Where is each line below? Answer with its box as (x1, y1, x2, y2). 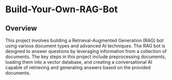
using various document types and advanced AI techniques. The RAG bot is (5, 43, 165, 49)
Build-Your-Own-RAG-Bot (5, 4, 118, 15)
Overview (5, 24, 37, 33)
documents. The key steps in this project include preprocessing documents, (5, 54, 166, 60)
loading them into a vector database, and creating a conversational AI (5, 59, 152, 65)
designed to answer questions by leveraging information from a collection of (5, 48, 167, 54)
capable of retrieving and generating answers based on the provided (5, 65, 151, 70)
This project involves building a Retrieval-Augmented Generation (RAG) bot (5, 37, 164, 43)
